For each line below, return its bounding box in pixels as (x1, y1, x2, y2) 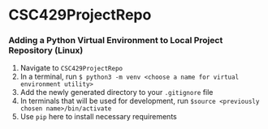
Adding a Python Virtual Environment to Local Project (8, 35, 223, 46)
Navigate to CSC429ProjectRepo (19, 63, 123, 73)
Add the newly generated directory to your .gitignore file (19, 88, 214, 97)
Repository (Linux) (8, 45, 84, 56)
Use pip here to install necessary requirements (19, 112, 177, 122)
